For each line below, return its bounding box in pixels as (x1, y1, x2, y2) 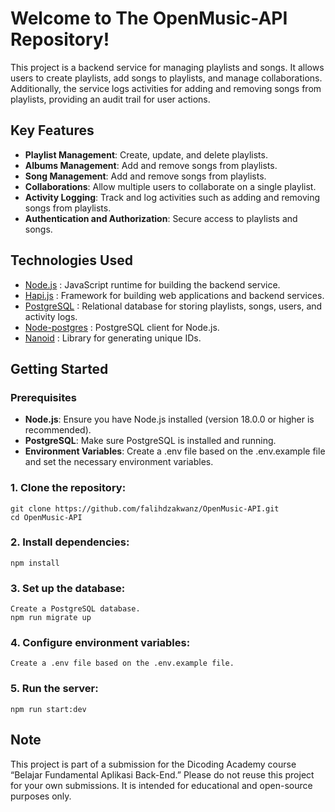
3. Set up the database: (10, 581, 126, 595)
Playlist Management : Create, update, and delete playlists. (24, 148, 268, 161)
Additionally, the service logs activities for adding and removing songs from (10, 82, 322, 94)
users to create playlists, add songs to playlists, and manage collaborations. (10, 72, 323, 84)
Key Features (10, 122, 95, 139)
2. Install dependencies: (10, 535, 130, 549)
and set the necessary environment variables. (24, 456, 214, 468)
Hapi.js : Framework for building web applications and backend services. (24, 289, 325, 301)
